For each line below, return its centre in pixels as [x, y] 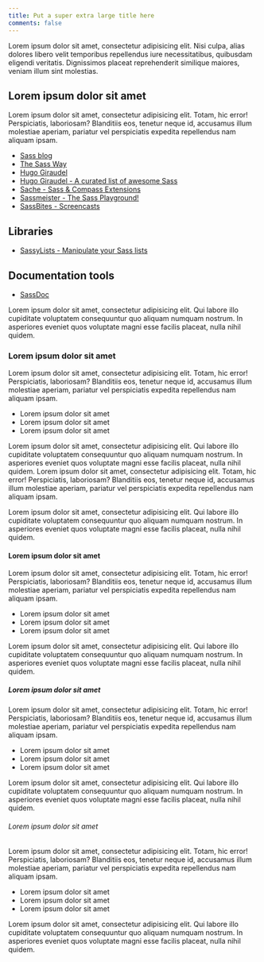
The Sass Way [43, 164]
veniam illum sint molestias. [53, 71]
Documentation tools [62, 275]
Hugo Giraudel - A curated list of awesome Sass [99, 181]
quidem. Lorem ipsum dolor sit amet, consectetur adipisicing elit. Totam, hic [132, 471]
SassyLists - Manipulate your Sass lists [84, 250]
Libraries [31, 231]
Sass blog [36, 156]
